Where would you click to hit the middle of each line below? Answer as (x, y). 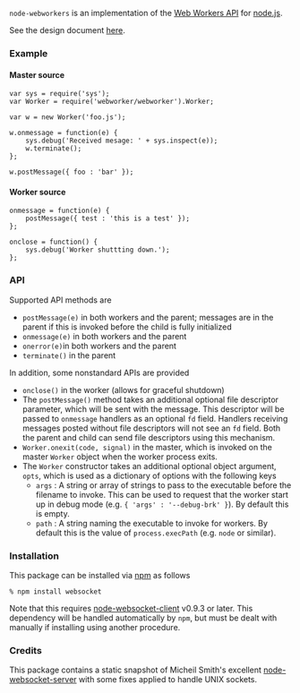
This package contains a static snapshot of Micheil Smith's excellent (136, 670)
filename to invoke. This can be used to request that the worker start (162, 494)
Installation (34, 556)
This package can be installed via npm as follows (100, 575)
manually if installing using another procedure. (95, 627)
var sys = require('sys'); (60, 94)
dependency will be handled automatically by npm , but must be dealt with (143, 618)
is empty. (52, 513)
